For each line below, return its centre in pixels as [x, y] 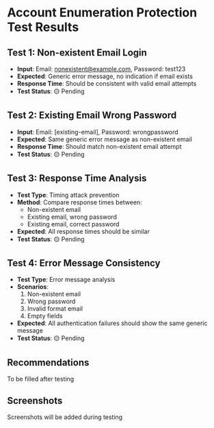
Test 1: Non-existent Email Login [77, 52]
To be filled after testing [41, 379]
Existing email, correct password [73, 224]
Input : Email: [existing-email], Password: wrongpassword [98, 132]
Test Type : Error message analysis [66, 280]
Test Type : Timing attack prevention [68, 195]
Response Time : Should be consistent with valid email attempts [107, 83]
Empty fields [45, 316]
